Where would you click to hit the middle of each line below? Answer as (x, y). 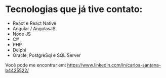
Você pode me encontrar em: (36, 65)
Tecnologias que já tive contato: (74, 9)
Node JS (22, 34)
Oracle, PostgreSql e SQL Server (47, 55)
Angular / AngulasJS (34, 28)
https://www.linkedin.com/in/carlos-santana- (114, 65)
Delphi (19, 50)
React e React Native (34, 23)
